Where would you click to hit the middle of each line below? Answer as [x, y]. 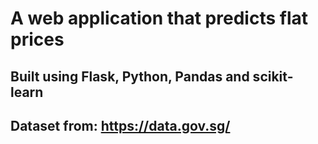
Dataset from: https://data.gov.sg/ [120, 125]
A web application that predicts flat [159, 18]
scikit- [273, 76]
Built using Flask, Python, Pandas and [130, 76]
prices [37, 39]
